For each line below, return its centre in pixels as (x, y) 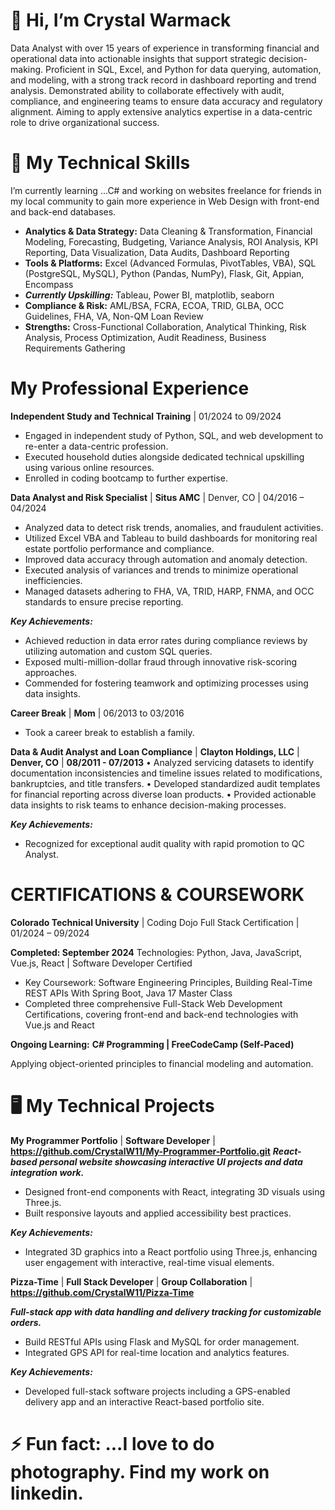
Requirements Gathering (75, 348)
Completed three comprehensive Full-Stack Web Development (153, 1003)
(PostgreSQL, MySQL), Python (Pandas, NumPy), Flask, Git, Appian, (164, 273)
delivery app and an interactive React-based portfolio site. (144, 1401)
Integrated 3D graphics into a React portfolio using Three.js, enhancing (171, 1251)
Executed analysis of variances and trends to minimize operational (161, 570)
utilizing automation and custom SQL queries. (118, 651)
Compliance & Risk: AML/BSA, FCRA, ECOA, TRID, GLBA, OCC (154, 305)
